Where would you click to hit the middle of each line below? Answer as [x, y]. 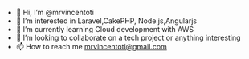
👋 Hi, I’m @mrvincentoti [55, 12]
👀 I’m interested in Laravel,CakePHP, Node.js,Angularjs [106, 21]
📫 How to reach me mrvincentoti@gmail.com [91, 47]
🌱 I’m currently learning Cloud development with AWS [105, 29]
